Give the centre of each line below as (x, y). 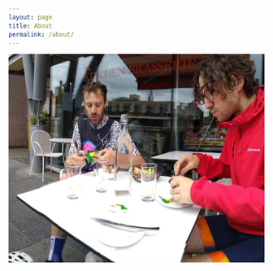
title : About (30, 26)
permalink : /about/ (41, 34)
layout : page (30, 17)
